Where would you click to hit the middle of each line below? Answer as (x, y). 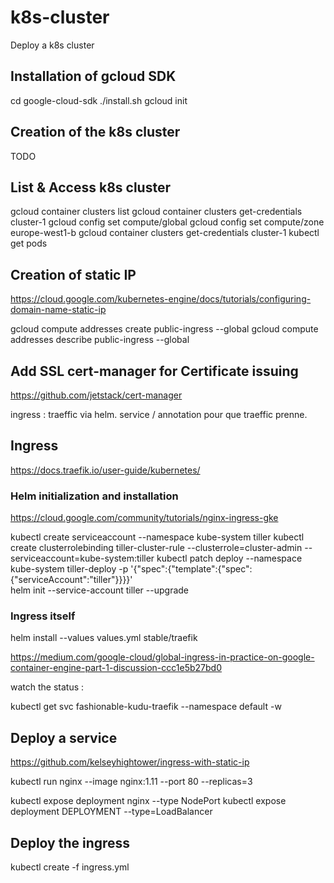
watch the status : (47, 687)
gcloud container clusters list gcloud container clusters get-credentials (156, 212)
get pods (29, 243)
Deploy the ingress (70, 842)
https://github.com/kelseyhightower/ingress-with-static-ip (130, 762)
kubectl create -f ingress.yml (70, 867)
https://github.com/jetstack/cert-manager (96, 395)
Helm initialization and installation (94, 496)
